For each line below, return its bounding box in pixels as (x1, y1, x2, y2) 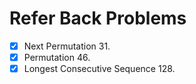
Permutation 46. (23, 52, 91, 63)
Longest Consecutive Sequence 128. (23, 63, 176, 75)
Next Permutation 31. (23, 40, 111, 52)
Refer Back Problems (9, 7, 187, 30)
